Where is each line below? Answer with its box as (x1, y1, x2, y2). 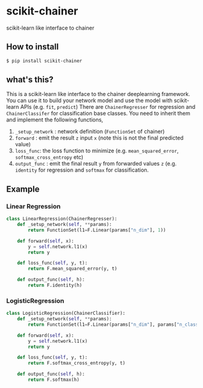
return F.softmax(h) (28, 377, 80, 383)
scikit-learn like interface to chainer (6, 24, 95, 31)
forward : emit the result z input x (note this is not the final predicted (14, 134, 184, 141)
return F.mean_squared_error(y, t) (28, 266, 118, 272)
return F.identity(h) (28, 282, 83, 288)
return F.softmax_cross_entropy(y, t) (28, 360, 126, 366)
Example (6, 184, 40, 194)
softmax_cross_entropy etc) (14, 154, 83, 161)
